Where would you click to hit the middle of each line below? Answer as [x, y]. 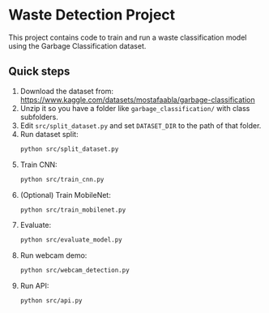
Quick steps [39, 72]
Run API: [34, 286]
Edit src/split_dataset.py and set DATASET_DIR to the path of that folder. [141, 125]
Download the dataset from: [66, 91]
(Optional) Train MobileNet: [65, 195]
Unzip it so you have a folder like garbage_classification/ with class [135, 108]
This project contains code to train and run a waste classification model [128, 37]
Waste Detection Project [92, 15]
